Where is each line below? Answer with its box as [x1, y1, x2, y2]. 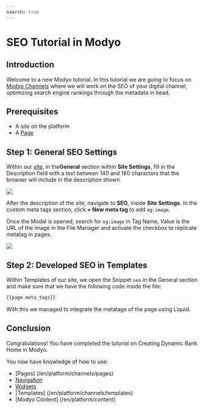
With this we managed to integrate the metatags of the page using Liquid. [6, 305, 191, 312]
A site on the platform [15, 123, 70, 130]
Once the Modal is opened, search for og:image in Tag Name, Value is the [6, 218, 190, 225]
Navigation [15, 376, 43, 383]
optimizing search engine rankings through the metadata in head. [6, 89, 171, 96]
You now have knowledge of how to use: [6, 358, 108, 365]
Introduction [6, 59, 55, 70]
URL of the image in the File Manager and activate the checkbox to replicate [6, 224, 197, 232]
